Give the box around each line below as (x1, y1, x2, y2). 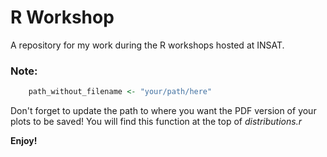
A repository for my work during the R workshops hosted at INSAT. (10, 39, 285, 51)
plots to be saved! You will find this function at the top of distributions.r (10, 116, 302, 128)
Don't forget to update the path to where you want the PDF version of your (10, 105, 317, 117)
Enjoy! (10, 135, 38, 147)
